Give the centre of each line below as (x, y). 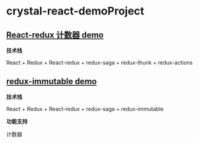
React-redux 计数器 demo (55, 35)
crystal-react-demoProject (75, 11)
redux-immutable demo (52, 82)
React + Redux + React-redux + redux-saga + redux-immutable (85, 109)
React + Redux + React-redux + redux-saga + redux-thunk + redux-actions (99, 62)
